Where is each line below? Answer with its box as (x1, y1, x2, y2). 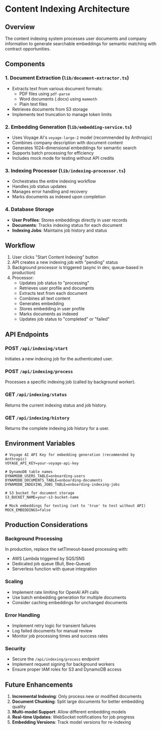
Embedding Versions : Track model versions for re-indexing (12, 719, 132, 725)
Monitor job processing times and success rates (12, 633, 108, 639)
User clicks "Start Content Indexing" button (12, 254, 99, 260)
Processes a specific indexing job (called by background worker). (5, 379, 136, 385)
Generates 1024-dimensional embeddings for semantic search (12, 145, 137, 151)
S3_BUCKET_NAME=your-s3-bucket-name (5, 494, 79, 500)
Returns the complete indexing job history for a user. (5, 425, 110, 431)
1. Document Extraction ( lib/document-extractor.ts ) (5, 74, 129, 81)
